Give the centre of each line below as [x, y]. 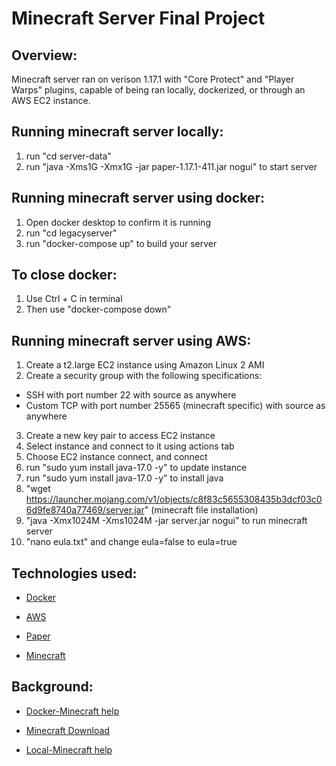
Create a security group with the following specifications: [144, 376]
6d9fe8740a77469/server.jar [85, 510]
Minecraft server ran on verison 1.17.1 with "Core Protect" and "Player [153, 79]
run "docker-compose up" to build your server [121, 243]
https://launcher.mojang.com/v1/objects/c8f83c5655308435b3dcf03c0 [174, 499]
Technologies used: [74, 573]
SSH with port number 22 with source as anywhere [131, 395]
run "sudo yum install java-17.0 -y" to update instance [136, 468]
